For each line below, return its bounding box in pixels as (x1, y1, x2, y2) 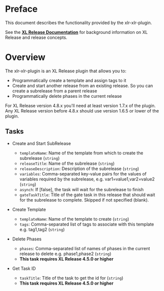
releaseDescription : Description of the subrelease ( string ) (19, 166, 139, 172)
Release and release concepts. (5, 34, 68, 40)
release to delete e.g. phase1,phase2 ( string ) (19, 251, 111, 257)
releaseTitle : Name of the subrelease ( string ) (19, 160, 115, 166)
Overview (5, 52, 46, 63)
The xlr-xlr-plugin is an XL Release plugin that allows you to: (5, 68, 127, 74)
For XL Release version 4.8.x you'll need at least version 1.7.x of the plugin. (5, 102, 156, 109)
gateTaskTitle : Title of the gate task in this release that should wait (19, 192, 156, 198)
